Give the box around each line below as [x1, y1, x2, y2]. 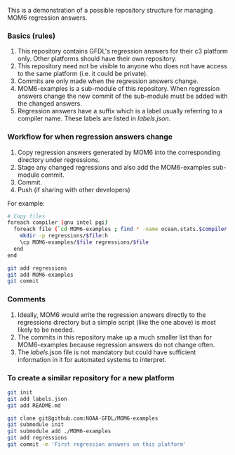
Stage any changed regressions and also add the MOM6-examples [17, 163, 212, 171]
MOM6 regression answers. [7, 13, 88, 22]
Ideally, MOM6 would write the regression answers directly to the [17, 310, 206, 319]
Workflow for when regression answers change [7, 132, 173, 142]
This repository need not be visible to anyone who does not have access [17, 62, 228, 70]
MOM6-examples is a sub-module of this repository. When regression [17, 85, 220, 93]
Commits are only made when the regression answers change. [17, 77, 199, 85]
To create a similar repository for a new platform [7, 373, 175, 382]
